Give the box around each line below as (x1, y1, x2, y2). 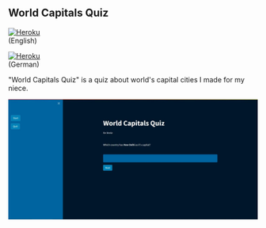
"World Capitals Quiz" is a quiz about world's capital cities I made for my (8, 74, 245, 84)
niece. (8, 83, 29, 93)
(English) (8, 36, 37, 45)
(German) (8, 59, 40, 69)
